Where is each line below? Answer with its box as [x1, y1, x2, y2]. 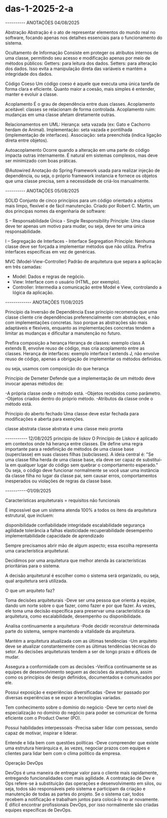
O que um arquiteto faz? [5, 587, 55, 594]
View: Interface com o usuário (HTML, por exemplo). [12, 279, 121, 285]
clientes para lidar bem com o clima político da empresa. [5, 750, 121, 756]
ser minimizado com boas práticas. [5, 157, 77, 163]
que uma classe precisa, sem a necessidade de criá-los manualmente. [5, 178, 150, 184]
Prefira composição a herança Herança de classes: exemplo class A [5, 340, 145, 346]
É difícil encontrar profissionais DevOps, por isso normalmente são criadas [5, 801, 159, 807]
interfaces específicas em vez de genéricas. [5, 248, 96, 254]
